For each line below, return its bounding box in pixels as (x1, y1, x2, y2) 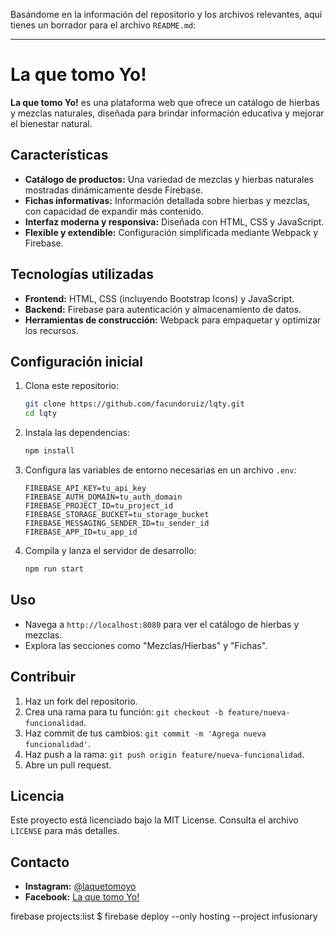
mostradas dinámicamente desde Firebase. (24, 184, 204, 196)
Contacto (10, 854, 70, 871)
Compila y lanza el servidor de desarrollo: (24, 545, 197, 556)
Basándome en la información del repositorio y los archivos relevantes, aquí (10, 9, 323, 20)
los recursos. (24, 324, 79, 336)
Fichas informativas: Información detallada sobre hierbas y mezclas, (24, 194, 310, 206)
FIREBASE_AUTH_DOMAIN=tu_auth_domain (24, 492, 183, 502)
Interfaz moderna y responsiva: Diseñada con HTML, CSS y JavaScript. (24, 215, 325, 228)
